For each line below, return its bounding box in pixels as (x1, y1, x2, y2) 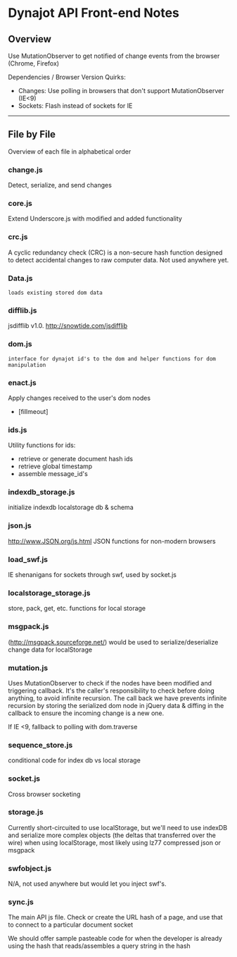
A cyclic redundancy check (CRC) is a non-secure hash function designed (8, 248, 223, 257)
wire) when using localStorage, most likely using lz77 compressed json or (8, 838, 221, 847)
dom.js (8, 339, 32, 349)
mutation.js (8, 663, 49, 673)
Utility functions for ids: (8, 441, 76, 449)
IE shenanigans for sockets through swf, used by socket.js (8, 571, 177, 579)
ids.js (8, 425, 27, 434)
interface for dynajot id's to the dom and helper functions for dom (8, 355, 217, 362)
